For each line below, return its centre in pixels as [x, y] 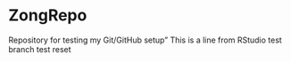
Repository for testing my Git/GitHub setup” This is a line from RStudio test [145, 40]
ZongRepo [48, 15]
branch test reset [40, 49]
